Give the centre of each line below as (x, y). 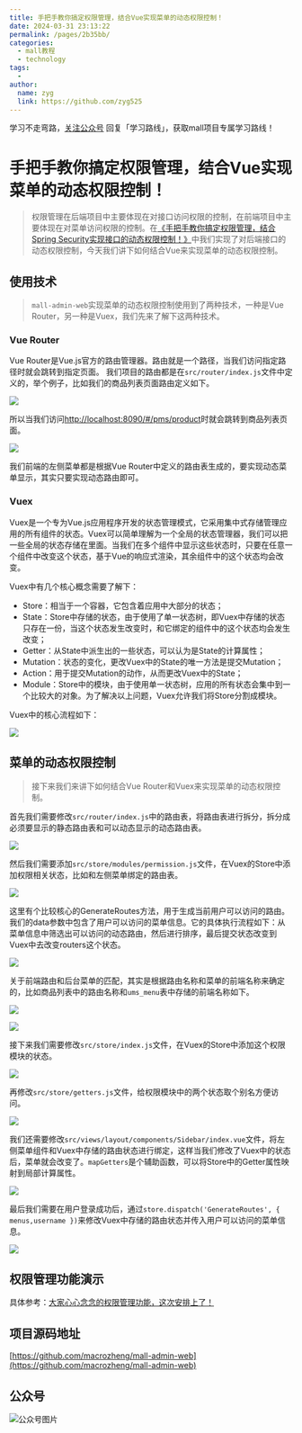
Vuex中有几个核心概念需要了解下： (74, 587)
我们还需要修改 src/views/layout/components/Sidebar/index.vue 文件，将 (143, 1139)
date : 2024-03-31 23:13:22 (60, 26)
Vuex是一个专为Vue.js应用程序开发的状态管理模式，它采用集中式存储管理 (145, 522)
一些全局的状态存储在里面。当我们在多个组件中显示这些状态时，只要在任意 (147, 544)
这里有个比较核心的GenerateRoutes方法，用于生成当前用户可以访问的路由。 (150, 910)
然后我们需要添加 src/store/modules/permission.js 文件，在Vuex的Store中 (146, 864)
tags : (19, 68)
